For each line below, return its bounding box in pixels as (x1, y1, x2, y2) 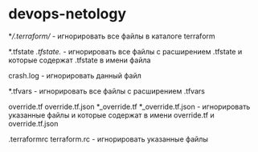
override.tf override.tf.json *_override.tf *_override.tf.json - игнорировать (8, 102, 251, 111)
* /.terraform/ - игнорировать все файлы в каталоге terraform (8, 31, 215, 41)
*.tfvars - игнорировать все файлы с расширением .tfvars (8, 86, 205, 96)
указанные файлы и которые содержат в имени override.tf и (8, 110, 215, 120)
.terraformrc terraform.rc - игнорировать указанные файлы (8, 134, 209, 144)
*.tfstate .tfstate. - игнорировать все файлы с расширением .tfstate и (8, 46, 243, 56)
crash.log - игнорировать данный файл (8, 70, 142, 80)
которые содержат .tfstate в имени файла (8, 55, 151, 65)
